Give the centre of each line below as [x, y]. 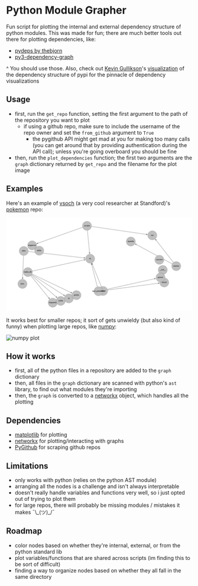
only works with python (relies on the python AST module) [85, 480]
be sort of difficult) [38, 564]
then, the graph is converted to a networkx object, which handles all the [102, 396]
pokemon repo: [25, 209]
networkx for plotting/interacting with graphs [69, 441]
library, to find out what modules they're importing [76, 389]
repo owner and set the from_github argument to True [89, 132]
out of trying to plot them [45, 499]
